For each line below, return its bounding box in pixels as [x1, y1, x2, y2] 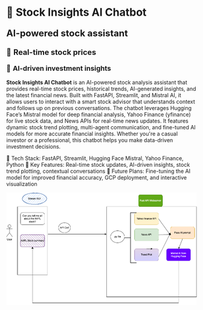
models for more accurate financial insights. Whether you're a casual [6, 130, 178, 138]
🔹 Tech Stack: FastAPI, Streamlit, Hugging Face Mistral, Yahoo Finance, [6, 155, 184, 162]
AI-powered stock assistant [6, 27, 128, 39]
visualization [6, 181, 37, 188]
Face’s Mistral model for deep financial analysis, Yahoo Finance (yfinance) [6, 111, 192, 118]
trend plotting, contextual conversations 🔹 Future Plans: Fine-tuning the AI [6, 167, 191, 175]
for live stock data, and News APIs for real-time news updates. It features [6, 117, 188, 124]
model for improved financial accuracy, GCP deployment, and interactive [6, 174, 187, 181]
